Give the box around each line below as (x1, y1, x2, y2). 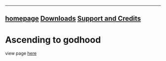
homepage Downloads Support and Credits (5, 14, 141, 23)
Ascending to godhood (5, 34, 101, 45)
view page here (5, 50, 37, 57)
